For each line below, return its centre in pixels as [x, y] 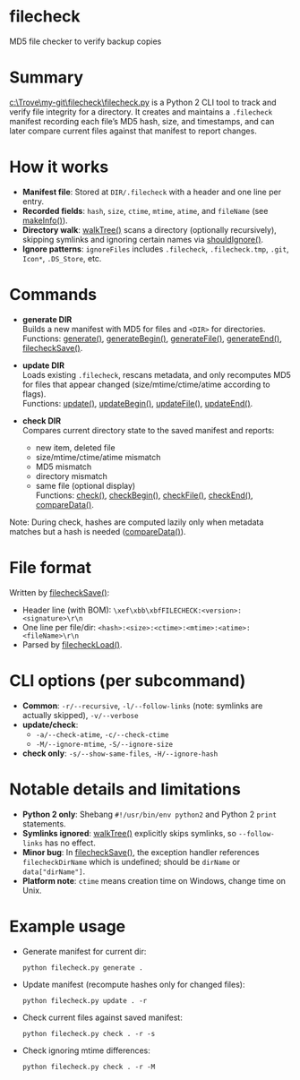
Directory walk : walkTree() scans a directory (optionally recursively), [150, 229]
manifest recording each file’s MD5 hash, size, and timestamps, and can [142, 121]
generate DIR [47, 319]
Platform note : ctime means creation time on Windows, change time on [154, 880]
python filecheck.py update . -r [85, 1000]
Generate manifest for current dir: [84, 951]
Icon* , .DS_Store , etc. [62, 258]
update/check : [50, 724]
